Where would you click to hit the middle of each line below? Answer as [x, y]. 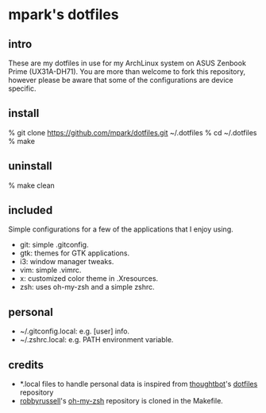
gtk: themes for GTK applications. [75, 253]
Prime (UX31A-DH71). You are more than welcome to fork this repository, [127, 72]
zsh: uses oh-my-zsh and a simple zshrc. [87, 287]
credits [26, 365]
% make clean [32, 185]
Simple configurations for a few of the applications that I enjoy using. [121, 229]
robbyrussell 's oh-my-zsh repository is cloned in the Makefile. [121, 401]
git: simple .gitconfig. [54, 245]
